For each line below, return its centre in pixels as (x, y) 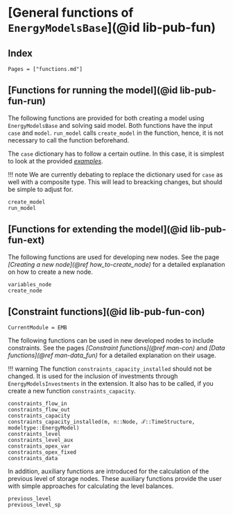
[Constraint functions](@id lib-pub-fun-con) (106, 312)
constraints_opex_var (39, 446)
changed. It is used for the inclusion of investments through (93, 376)
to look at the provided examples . (55, 161)
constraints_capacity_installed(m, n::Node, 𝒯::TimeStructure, (102, 422)
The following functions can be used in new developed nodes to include (111, 341)
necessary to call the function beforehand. (69, 140)
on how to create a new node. (50, 272)
